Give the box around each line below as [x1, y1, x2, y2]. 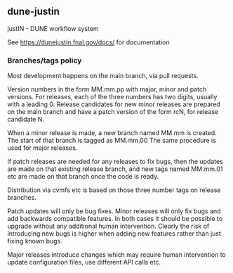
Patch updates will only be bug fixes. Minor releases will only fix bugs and [7, 207, 221, 215]
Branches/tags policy [7, 56, 82, 65]
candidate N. [7, 115, 44, 124]
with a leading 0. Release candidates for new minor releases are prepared [7, 100, 221, 108]
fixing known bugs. [7, 237, 63, 246]
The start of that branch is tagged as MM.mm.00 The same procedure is [7, 136, 216, 145]
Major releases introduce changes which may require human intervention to [7, 250, 226, 259]
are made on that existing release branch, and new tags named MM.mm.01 [7, 165, 223, 173]
